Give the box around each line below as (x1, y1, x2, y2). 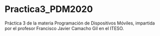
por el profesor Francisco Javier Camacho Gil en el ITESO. (4, 25, 124, 31)
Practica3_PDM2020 (4, 3, 93, 15)
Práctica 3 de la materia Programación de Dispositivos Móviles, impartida (4, 20, 155, 26)
